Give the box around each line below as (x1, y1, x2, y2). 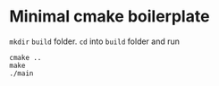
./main (9, 69, 34, 78)
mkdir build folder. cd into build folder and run (9, 36, 181, 47)
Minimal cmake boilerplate (9, 6, 210, 27)
